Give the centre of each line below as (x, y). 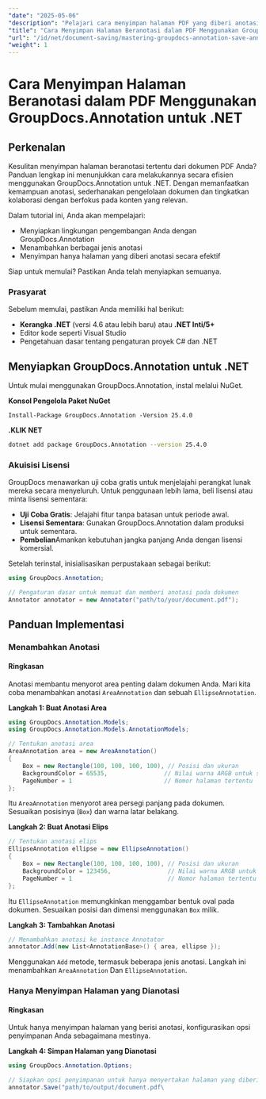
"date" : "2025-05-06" (44, 15)
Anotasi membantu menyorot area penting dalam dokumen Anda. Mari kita (129, 684)
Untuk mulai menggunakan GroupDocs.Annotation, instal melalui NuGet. (126, 386)
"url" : (19, 38)
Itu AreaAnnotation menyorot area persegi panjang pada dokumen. (117, 803)
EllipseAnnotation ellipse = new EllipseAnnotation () (99, 849)
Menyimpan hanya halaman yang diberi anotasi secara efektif (120, 256)
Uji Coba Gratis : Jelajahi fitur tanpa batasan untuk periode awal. (124, 515)
